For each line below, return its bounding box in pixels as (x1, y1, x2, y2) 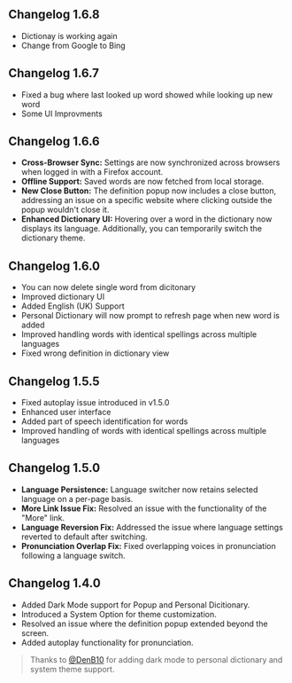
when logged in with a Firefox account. (20, 167, 164, 177)
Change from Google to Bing (20, 40, 126, 51)
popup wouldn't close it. (20, 204, 110, 216)
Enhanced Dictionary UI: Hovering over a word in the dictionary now (20, 214, 273, 224)
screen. (20, 627, 50, 638)
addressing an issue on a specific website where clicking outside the (20, 195, 273, 206)
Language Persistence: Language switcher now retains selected (20, 483, 258, 495)
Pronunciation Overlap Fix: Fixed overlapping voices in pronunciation (20, 540, 276, 551)
